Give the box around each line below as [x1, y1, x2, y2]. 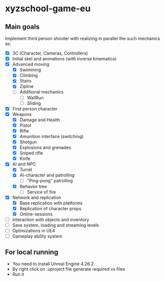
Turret [19, 167, 33, 172]
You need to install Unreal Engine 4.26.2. [12, 261, 95, 267]
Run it [12, 271, 25, 277]
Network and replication [12, 195, 62, 200]
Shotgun [19, 139, 37, 145]
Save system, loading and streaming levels [12, 222, 99, 228]
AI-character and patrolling [19, 172, 75, 178]
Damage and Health [19, 116, 61, 123]
